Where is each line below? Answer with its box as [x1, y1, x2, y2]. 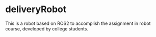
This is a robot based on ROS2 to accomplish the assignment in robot [5, 20, 151, 26]
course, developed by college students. [5, 25, 88, 31]
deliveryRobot [5, 4, 67, 15]
